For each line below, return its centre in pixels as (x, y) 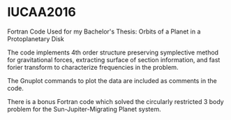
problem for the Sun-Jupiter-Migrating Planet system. (84, 109)
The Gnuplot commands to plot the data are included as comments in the (112, 80)
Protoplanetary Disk (36, 38)
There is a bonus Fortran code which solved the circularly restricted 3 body (116, 101)
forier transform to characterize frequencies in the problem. (93, 67)
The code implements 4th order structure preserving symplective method (113, 52)
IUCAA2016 (42, 12)
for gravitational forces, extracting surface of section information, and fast (114, 59)
